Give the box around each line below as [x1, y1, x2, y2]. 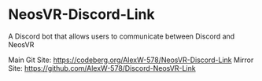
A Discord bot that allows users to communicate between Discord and [8, 31, 235, 41]
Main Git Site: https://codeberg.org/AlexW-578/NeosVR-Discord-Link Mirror [8, 55, 254, 64]
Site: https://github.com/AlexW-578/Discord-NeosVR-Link [8, 63, 196, 72]
